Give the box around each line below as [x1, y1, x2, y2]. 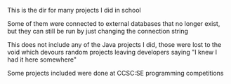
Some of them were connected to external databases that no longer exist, [7, 20, 220, 27]
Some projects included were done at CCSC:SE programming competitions [7, 69, 224, 77]
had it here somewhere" [7, 55, 77, 64]
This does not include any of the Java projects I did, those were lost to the [7, 41, 222, 48]
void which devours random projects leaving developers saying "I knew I [7, 48, 218, 56]
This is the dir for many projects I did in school [7, 6, 142, 14]
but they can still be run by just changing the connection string [7, 27, 188, 35]
